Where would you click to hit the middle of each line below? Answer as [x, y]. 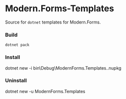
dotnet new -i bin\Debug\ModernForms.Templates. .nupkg [63, 68]
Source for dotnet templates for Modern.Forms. [53, 22]
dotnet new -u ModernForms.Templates [45, 91]
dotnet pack [17, 45]
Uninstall [16, 80]
